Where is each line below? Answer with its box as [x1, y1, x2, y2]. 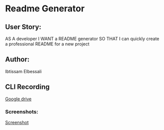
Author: [5, 55, 30, 64]
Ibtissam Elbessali [5, 68, 42, 74]
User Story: [5, 23, 41, 31]
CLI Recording [5, 83, 50, 91]
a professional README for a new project [5, 41, 89, 47]
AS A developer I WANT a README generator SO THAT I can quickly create [5, 36, 160, 42]
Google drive [5, 96, 32, 102]
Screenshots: [5, 108, 39, 115]
